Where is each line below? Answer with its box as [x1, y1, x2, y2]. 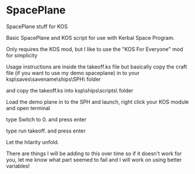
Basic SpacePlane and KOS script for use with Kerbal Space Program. [6, 34, 175, 41]
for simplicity [6, 52, 38, 59]
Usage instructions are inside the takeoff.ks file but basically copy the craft [6, 63, 187, 70]
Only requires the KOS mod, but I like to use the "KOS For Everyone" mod [6, 45, 183, 53]
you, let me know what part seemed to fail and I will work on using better [6, 156, 182, 163]
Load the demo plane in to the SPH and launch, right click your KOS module [6, 98, 189, 105]
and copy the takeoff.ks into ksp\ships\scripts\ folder [6, 87, 133, 94]
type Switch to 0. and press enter [6, 115, 87, 123]
